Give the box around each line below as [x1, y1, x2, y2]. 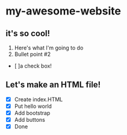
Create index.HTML [14, 95, 63, 103]
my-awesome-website [5, 4, 122, 18]
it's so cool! [5, 28, 51, 39]
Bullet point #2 [14, 51, 51, 58]
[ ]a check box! [14, 62, 52, 69]
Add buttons [14, 116, 46, 123]
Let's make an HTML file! [5, 80, 101, 90]
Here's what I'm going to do [14, 44, 84, 51]
